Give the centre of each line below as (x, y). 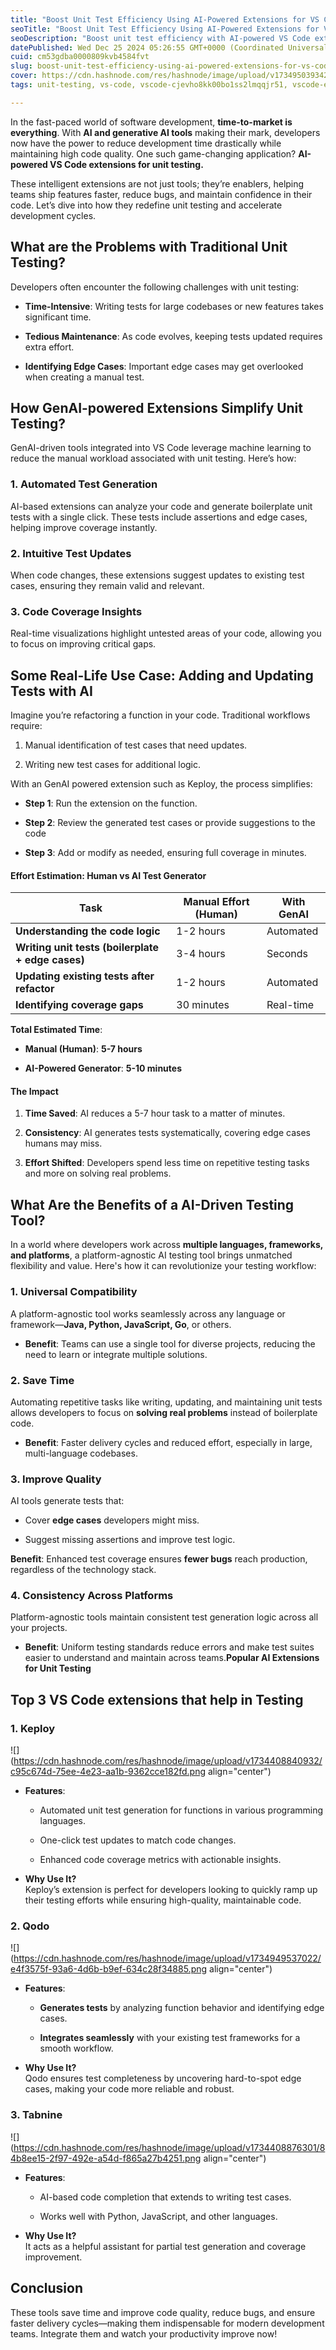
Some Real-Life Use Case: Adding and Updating (162, 675)
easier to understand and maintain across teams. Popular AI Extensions (172, 1658)
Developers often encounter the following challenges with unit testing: (155, 287)
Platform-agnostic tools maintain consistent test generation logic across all (164, 1617)
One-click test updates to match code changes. (138, 1840)
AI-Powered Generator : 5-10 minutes (103, 1068)
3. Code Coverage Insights (76, 611)
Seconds (287, 954)
